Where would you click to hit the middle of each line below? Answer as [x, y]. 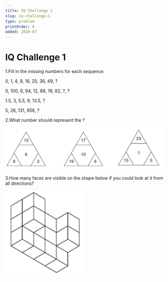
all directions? [20, 183]
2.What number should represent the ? [45, 120]
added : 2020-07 [21, 32]
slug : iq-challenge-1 [28, 16]
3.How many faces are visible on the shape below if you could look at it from [84, 178]
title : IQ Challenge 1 [29, 11]
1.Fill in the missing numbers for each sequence [54, 72]
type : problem [20, 21]
